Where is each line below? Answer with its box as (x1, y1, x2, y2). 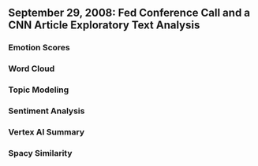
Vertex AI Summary (8, 127, 85, 137)
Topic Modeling (8, 84, 69, 95)
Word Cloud (8, 63, 55, 74)
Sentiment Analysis (8, 105, 85, 116)
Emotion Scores (8, 42, 70, 53)
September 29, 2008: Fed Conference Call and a (8, 6, 251, 20)
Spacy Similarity (8, 147, 73, 158)
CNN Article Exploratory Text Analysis (8, 19, 200, 32)
